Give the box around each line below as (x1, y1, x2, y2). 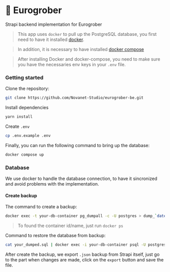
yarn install (5, 114, 33, 119)
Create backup (5, 192, 37, 199)
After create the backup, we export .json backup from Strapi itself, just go (5, 251, 160, 257)
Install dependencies (5, 105, 49, 111)
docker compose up (5, 152, 44, 157)
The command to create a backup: (5, 204, 77, 210)
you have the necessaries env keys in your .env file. (17, 61, 126, 67)
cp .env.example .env (5, 133, 51, 138)
